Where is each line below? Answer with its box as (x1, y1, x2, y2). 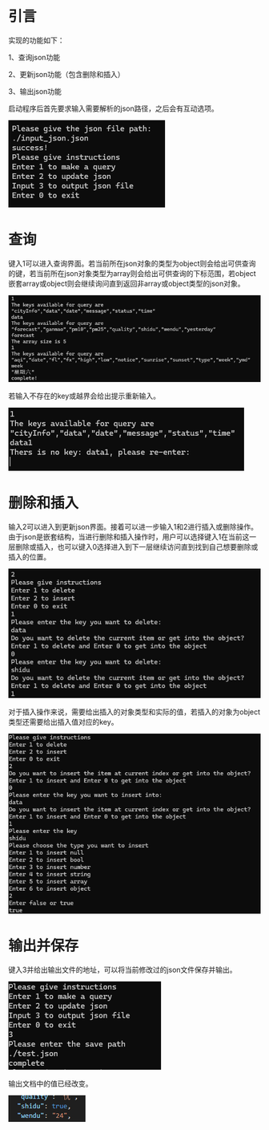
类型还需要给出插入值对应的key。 (8, 717, 118, 726)
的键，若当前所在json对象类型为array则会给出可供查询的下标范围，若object (8, 268, 256, 278)
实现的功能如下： (8, 35, 65, 45)
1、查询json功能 (8, 52, 61, 62)
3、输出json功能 (8, 86, 62, 96)
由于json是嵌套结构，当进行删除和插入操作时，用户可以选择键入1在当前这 (8, 531, 250, 542)
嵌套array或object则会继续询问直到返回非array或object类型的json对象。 (8, 278, 245, 288)
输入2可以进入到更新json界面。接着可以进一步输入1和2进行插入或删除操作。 (8, 522, 259, 531)
